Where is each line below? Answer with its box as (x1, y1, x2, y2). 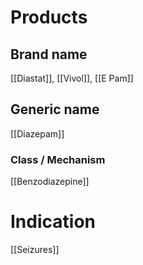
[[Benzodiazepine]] (10, 176, 90, 188)
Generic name (10, 101, 100, 118)
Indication (10, 211, 96, 233)
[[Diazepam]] (10, 127, 65, 140)
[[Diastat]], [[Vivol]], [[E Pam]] (10, 72, 134, 84)
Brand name (10, 46, 88, 63)
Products (10, 6, 88, 29)
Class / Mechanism (10, 152, 106, 166)
